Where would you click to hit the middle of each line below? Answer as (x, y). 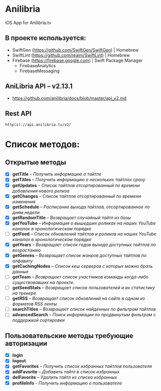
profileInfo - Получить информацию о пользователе (67, 383)
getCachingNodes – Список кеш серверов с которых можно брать (82, 266)
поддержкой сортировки (38, 320)
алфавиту (22, 261)
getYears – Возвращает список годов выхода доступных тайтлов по (84, 245)
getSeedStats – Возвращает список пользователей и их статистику (83, 288)
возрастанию (26, 250)
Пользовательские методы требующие (69, 336)
